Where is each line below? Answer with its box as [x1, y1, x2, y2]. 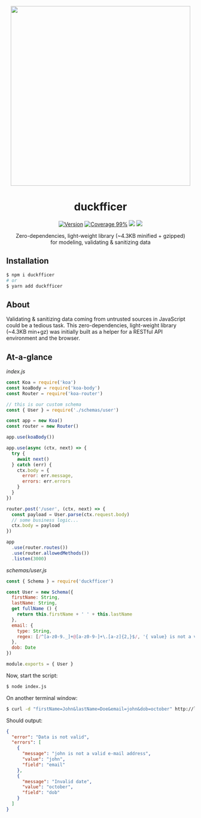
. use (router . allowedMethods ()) [11, 550, 90, 556]
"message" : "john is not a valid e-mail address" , [22, 751, 151, 757]
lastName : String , [11, 600, 58, 606]
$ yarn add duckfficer [6, 283, 63, 289]
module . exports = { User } [6, 661, 74, 667]
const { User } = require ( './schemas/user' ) [6, 407, 119, 413]
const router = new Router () [6, 423, 79, 430]
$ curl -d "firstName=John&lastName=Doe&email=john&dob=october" [6, 706, 172, 712]
